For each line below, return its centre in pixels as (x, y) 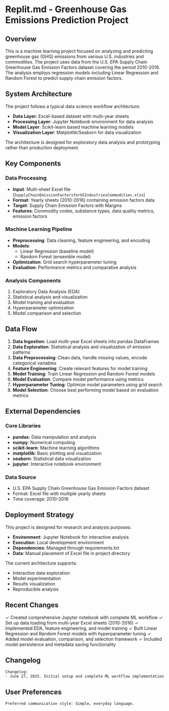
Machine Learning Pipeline (39, 229)
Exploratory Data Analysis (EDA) (46, 292)
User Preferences (33, 692)
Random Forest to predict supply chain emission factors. (64, 78)
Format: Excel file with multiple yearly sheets (59, 493)
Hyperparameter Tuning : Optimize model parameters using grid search (88, 384)
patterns (21, 352)
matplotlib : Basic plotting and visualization (57, 453)
